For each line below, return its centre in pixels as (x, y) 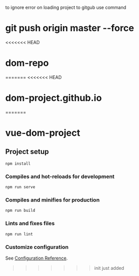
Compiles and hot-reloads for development (60, 176)
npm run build (20, 211)
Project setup (27, 152)
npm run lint (19, 234)
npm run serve (20, 187)
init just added (109, 268)
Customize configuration (37, 247)
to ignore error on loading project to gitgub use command (66, 7)
